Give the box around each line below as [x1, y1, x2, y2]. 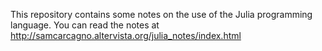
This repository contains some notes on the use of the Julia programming [10, 9, 313, 20]
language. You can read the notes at [10, 19, 160, 31]
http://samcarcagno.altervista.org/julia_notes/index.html [10, 30, 242, 41]
